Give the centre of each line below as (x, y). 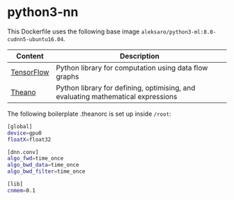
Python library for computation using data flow (132, 68)
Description (140, 56)
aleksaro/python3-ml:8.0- (179, 32)
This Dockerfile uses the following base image (73, 31)
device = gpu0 (24, 133)
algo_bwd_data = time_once (43, 165)
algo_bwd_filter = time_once (46, 171)
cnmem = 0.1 (22, 190)
